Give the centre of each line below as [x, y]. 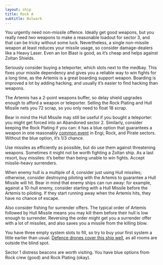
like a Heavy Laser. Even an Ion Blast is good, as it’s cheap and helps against [81, 53]
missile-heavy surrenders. [31, 163]
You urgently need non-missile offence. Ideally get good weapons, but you [80, 33]
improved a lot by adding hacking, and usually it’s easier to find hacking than [81, 83]
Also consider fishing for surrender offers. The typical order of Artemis [76, 208]
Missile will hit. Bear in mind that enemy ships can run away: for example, [78, 183]
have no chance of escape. [32, 198]
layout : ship [18, 9]
